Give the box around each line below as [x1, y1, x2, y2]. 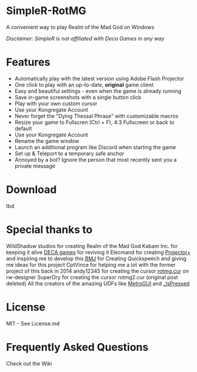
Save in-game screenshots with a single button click [14, 93, 142, 100]
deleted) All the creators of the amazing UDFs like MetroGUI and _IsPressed [6, 280, 190, 287]
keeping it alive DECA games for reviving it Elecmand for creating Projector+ [6, 249, 191, 256]
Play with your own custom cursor [14, 100, 98, 107]
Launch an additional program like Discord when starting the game [14, 143, 176, 150]
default [14, 125, 32, 132]
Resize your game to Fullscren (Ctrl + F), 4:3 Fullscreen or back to [14, 119, 175, 126]
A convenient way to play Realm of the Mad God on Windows [6, 24, 155, 31]
